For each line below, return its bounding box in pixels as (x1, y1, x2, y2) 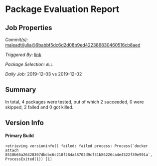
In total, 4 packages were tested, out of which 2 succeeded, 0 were (5, 98, 144, 104)
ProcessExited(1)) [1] (5, 156, 52, 162)
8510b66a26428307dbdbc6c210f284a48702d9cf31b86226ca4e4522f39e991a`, (5, 152, 153, 157)
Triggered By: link (5, 51, 41, 57)
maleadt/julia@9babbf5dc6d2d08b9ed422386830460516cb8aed (5, 42, 141, 48)
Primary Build (5, 132, 34, 138)
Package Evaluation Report (5, 3, 120, 15)
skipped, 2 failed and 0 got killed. (5, 104, 74, 110)
